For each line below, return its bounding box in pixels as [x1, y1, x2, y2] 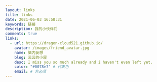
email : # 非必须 [14, 69, 47, 74]
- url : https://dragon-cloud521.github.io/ [10, 41, 103, 46]
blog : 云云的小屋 [14, 54, 47, 60]
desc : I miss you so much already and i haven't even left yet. [14, 60, 153, 65]
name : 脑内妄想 [14, 50, 44, 55]
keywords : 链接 [5, 21, 36, 27]
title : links [5, 12, 33, 17]
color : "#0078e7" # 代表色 [14, 64, 69, 69]
